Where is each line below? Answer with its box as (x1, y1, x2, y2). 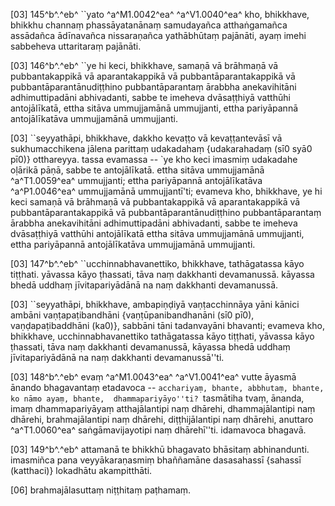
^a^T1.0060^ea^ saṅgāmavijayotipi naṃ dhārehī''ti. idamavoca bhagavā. (10, 424, 307, 436)
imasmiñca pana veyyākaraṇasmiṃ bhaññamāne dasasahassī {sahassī (10, 454, 302, 466)
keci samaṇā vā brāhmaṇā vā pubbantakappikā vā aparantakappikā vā (10, 196, 301, 208)
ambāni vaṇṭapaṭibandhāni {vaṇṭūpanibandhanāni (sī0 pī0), (10, 309, 255, 321)
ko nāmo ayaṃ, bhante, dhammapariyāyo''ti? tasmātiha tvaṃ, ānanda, (10, 392, 305, 404)
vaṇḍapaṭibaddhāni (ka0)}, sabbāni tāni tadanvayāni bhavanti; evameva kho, (10, 320, 325, 331)
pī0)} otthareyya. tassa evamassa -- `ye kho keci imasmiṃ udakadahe (10, 154, 298, 165)
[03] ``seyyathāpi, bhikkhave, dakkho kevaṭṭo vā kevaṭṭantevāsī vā (10, 132, 283, 144)
